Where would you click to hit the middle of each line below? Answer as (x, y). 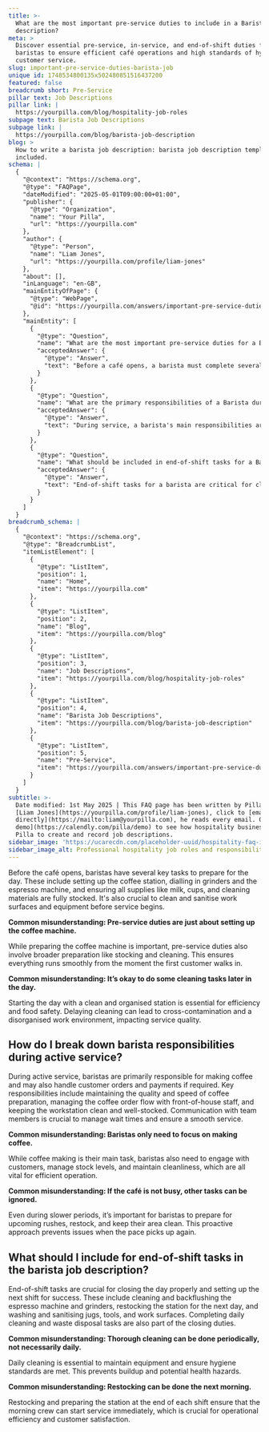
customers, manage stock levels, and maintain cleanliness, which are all (127, 1167)
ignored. (23, 1200)
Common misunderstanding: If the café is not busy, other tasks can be (128, 1191)
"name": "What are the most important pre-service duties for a (147, 344)
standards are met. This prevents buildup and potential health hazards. (125, 1371)
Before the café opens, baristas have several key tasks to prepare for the (128, 872)
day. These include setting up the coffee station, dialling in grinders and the (133, 881)
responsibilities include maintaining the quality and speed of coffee (119, 1093)
